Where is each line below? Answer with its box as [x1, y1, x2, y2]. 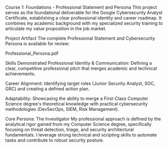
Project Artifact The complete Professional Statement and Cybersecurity [5, 35, 155, 41]
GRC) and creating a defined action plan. [5, 86, 90, 92]
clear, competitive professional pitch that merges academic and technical [5, 65, 157, 71]
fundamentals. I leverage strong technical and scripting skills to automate [5, 132, 157, 137]
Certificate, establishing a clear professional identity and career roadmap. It [5, 15, 162, 21]
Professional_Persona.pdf [5, 50, 59, 56]
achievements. [5, 71, 36, 77]
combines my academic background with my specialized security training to [5, 20, 163, 26]
